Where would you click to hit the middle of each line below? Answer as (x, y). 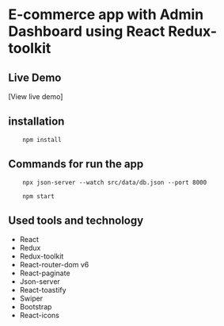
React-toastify (43, 290)
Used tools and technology (76, 221)
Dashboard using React (87, 31)
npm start (39, 196)
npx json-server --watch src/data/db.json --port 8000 (115, 182)
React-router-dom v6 (54, 265)
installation (36, 122)
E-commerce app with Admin (106, 15)
